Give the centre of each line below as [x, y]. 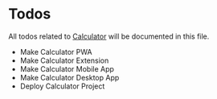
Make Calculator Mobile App [67, 68]
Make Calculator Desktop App [70, 77]
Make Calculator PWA [56, 52]
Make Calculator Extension [64, 60]
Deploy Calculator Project [62, 86]
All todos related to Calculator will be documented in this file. [109, 36]
